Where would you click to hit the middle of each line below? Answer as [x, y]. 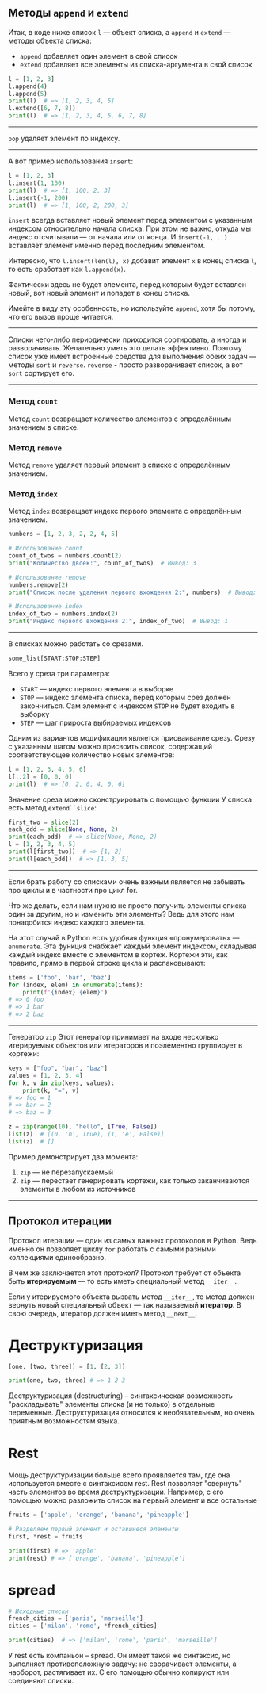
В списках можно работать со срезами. [76, 644]
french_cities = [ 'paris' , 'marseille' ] [76, 1618]
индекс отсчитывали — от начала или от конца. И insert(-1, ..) [118, 237]
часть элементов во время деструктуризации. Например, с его [116, 1492]
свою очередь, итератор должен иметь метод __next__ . [103, 1313]
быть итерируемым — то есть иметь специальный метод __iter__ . [123, 1281]
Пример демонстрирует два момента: [73, 1156]
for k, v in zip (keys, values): [61, 1083]
